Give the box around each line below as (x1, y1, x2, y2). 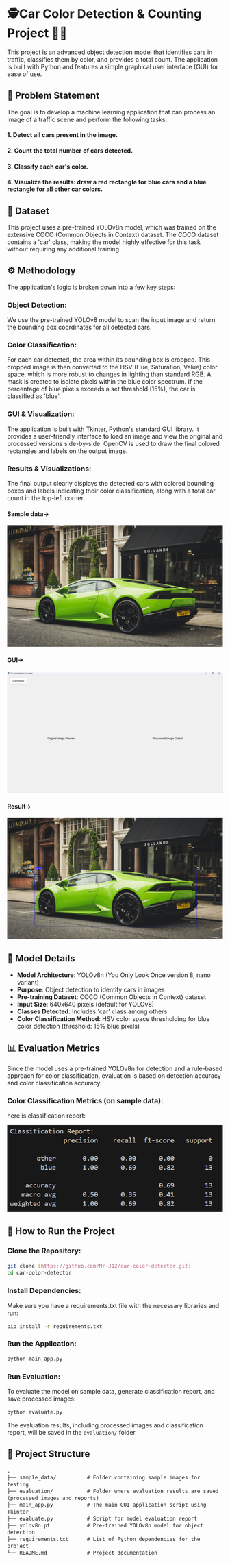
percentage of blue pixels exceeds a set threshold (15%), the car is (7, 385, 196, 393)
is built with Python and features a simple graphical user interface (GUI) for (7, 62, 219, 71)
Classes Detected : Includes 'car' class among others (16, 1007, 168, 1016)
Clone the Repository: (7, 1246, 81, 1255)
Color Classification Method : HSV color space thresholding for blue (16, 1014, 210, 1022)
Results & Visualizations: (7, 464, 92, 473)
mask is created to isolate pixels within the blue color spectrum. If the (7, 378, 203, 386)
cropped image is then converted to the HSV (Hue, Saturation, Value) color (7, 363, 218, 371)
